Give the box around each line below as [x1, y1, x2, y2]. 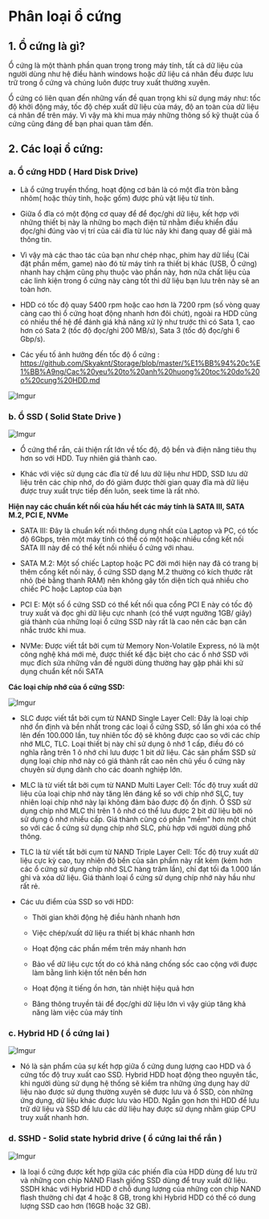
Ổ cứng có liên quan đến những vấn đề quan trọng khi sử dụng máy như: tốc [8, 93, 261, 103]
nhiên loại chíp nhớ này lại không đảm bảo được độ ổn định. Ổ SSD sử [19, 797, 251, 807]
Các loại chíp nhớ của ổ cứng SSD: [8, 682, 125, 691]
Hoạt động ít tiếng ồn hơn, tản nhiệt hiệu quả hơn [31, 983, 194, 993]
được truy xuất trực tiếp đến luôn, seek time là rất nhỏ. [19, 486, 200, 496]
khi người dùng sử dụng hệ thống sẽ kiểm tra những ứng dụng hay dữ [19, 1078, 251, 1089]
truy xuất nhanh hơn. [19, 1113, 89, 1122]
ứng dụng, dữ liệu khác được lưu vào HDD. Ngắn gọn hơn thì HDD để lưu [19, 1096, 259, 1106]
